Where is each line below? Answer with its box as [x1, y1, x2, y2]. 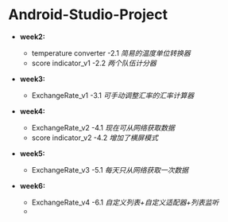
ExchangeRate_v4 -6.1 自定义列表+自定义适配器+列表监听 [31, 197, 219, 207]
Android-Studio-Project [8, 6, 168, 24]
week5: [19, 149, 45, 158]
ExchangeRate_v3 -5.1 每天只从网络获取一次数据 [31, 165, 189, 174]
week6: [19, 181, 46, 190]
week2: [19, 32, 45, 41]
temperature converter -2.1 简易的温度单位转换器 [31, 48, 191, 57]
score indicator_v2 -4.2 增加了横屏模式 [31, 133, 159, 142]
